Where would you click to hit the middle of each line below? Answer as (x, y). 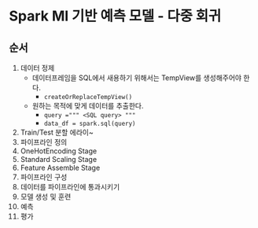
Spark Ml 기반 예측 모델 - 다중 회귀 (115, 16)
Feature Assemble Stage (60, 167)
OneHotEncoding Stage (59, 151)
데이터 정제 (37, 68)
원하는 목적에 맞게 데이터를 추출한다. (88, 106)
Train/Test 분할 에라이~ (57, 132)
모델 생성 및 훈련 (46, 197)
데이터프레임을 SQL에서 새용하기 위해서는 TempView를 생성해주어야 (137, 78)
